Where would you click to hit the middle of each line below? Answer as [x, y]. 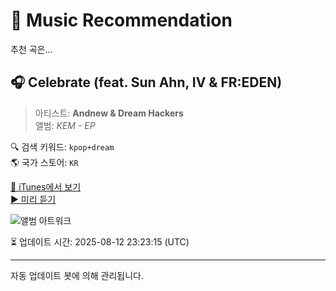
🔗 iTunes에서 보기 [46, 186]
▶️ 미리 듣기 [33, 199]
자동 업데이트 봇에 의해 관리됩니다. [77, 275]
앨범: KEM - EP [65, 125]
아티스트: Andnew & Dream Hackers [109, 113]
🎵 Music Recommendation [121, 20]
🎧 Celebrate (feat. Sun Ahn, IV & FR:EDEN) [146, 82]
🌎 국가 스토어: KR [44, 162]
